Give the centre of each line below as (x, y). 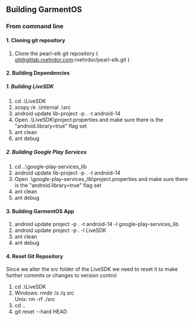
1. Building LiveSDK (30, 86)
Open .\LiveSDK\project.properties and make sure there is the (89, 120)
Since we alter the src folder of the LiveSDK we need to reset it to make (92, 269)
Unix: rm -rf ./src (35, 299)
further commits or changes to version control (61, 275)
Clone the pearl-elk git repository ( (56, 53)
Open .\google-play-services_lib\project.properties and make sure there (101, 179)
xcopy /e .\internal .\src (43, 107)
